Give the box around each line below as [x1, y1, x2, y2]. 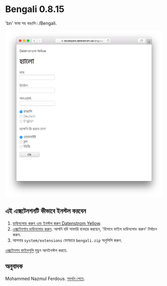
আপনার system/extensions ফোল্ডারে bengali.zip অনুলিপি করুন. [12, 237, 122, 243]
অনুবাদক [5, 262, 23, 271]
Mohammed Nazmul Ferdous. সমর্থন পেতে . [5, 275, 85, 281]
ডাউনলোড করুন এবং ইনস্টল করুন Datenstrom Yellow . [12, 220, 101, 226]
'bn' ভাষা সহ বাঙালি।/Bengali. [5, 20, 57, 26]
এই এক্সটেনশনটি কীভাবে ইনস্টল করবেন [5, 207, 86, 216]
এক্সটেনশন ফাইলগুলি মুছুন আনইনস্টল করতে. [5, 247, 68, 253]
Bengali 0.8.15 [5, 4, 64, 15]
